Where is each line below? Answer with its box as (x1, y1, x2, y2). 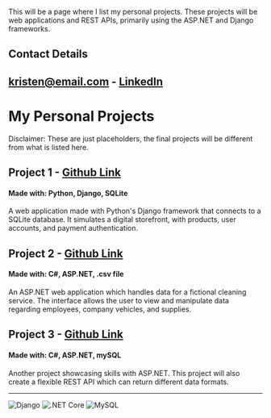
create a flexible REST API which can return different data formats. (8, 377, 230, 387)
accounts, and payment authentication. (8, 224, 139, 233)
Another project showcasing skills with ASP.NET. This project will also (8, 368, 240, 378)
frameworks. (8, 24, 51, 33)
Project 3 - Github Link (8, 328, 123, 341)
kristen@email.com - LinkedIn (8, 74, 164, 88)
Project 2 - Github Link (8, 246, 123, 261)
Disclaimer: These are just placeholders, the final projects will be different (8, 133, 253, 144)
